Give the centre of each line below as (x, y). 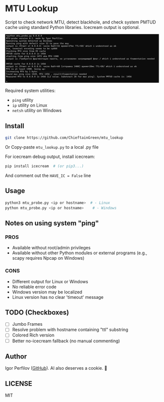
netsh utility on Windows (37, 111)
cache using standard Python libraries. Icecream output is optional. (72, 27)
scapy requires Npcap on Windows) (48, 258)
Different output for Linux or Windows (50, 281)
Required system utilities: (30, 90)
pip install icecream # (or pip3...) (44, 166)
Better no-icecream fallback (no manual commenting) (66, 341)
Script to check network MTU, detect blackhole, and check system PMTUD (81, 22)
